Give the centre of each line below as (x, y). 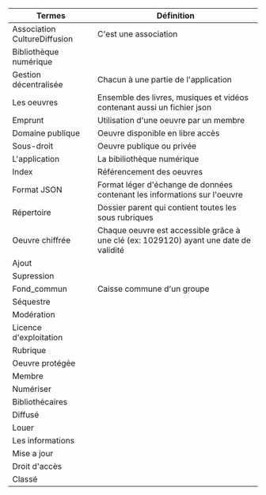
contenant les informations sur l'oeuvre (170, 195)
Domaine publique (46, 133)
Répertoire (32, 212)
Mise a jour (33, 453)
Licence (27, 327)
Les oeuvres (35, 102)
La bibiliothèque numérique (148, 159)
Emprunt (28, 120)
